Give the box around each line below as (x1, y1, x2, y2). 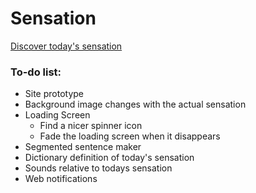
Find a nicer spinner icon (39, 120, 143, 132)
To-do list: (10, 65, 62, 79)
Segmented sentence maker (24, 141, 142, 153)
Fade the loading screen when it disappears (39, 130, 221, 142)
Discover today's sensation (10, 40, 123, 52)
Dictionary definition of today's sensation (24, 152, 195, 164)
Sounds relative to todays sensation (24, 162, 173, 174)
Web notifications (24, 173, 98, 185)
